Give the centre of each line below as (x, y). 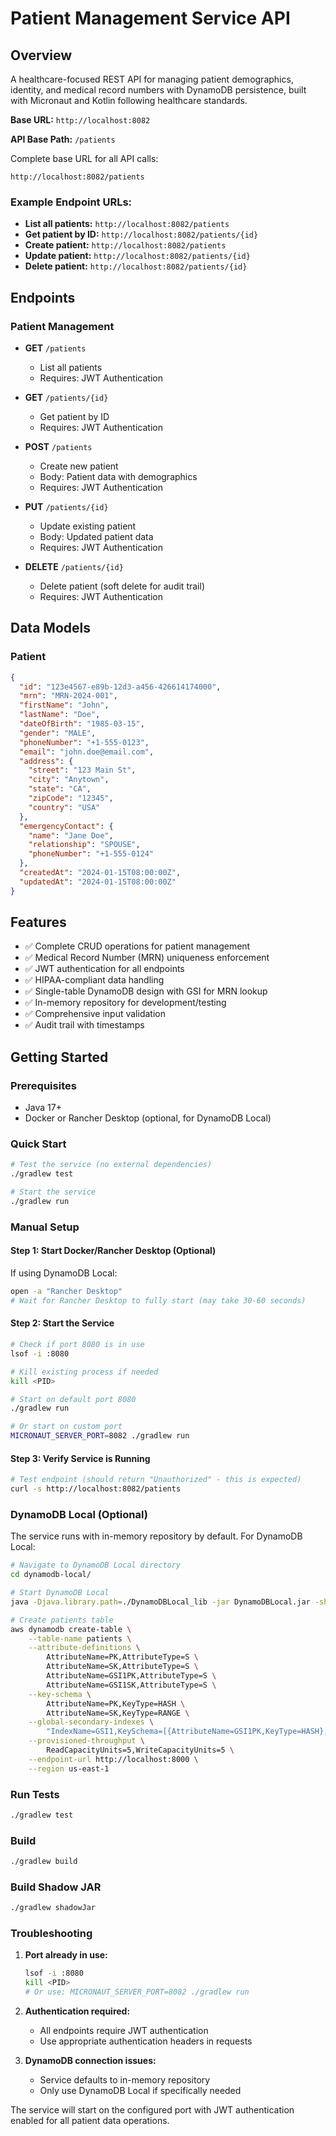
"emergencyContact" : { (66, 826)
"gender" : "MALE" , (58, 733)
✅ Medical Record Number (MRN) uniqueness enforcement (147, 958)
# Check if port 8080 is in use (77, 1345)
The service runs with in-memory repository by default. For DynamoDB (156, 1536)
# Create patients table (62, 1620)
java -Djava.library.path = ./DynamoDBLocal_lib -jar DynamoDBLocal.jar (160, 1602)
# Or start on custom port (66, 1427)
